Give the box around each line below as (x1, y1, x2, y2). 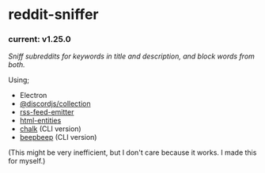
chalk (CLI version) (19, 124, 81, 134)
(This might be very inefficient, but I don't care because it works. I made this (8, 148, 257, 157)
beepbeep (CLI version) (19, 133, 97, 142)
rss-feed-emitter (19, 107, 74, 117)
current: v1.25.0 (8, 34, 71, 45)
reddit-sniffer (8, 6, 99, 24)
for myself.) (8, 156, 46, 166)
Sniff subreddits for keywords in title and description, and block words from (8, 51, 256, 61)
